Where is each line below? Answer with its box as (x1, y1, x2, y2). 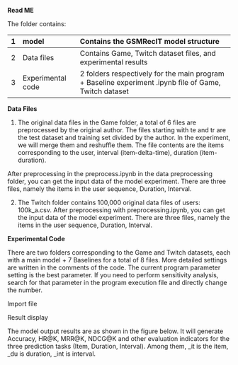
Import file (7, 300, 38, 308)
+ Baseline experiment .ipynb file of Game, (79, 78, 221, 87)
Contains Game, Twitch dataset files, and (79, 49, 216, 58)
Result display (7, 313, 48, 321)
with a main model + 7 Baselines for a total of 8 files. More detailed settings (7, 256, 227, 264)
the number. (7, 286, 42, 294)
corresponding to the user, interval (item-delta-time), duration (17, 149, 198, 156)
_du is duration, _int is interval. (7, 349, 96, 358)
